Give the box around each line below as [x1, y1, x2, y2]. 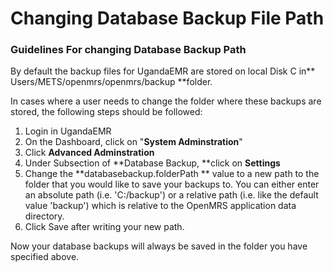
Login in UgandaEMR [24, 125, 112, 137]
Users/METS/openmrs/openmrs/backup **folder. [10, 76, 213, 88]
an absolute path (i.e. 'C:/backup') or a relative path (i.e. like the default [24, 189, 319, 201]
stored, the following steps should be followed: [10, 106, 203, 118]
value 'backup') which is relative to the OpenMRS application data [24, 200, 297, 212]
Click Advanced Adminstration [24, 147, 155, 159]
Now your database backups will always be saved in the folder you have [10, 240, 308, 252]
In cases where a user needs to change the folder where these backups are [10, 95, 322, 107]
